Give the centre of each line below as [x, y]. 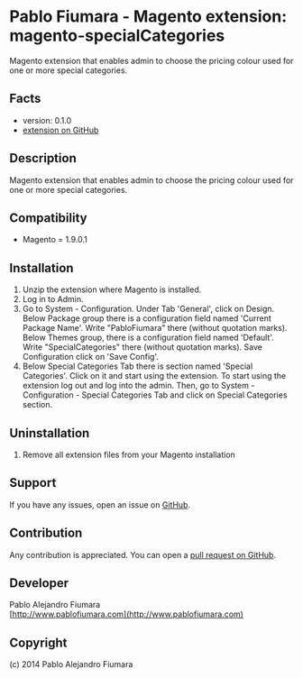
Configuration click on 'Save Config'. [91, 357]
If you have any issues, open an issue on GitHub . [100, 504]
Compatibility [48, 218]
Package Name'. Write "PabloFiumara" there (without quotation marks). [155, 328]
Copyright [38, 642]
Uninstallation [50, 433]
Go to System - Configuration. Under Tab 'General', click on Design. [148, 309]
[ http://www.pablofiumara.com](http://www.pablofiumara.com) [126, 614]
